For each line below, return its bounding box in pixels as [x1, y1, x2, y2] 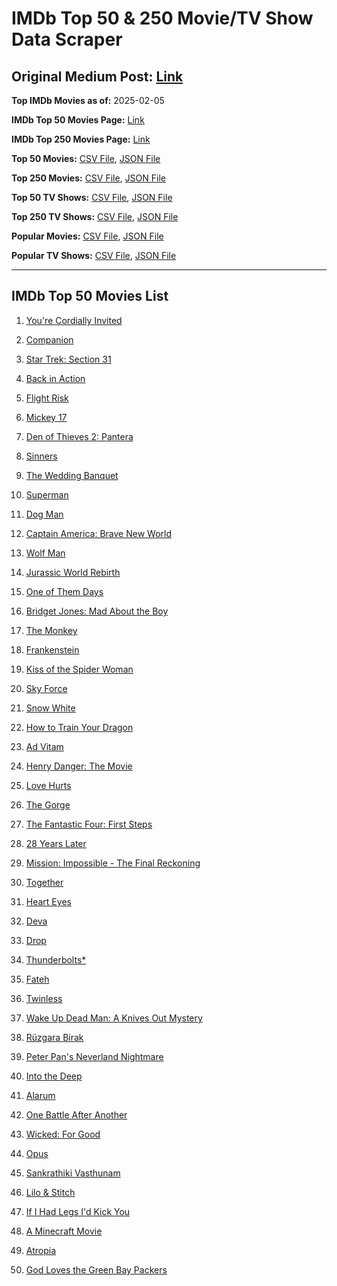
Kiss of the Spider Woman [25, 663, 134, 675]
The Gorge [25, 798, 71, 811]
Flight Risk [25, 392, 69, 404]
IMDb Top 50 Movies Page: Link [11, 114, 145, 126]
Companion [25, 333, 74, 346]
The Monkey [25, 624, 78, 636]
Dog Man [25, 508, 64, 520]
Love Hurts [25, 779, 72, 791]
